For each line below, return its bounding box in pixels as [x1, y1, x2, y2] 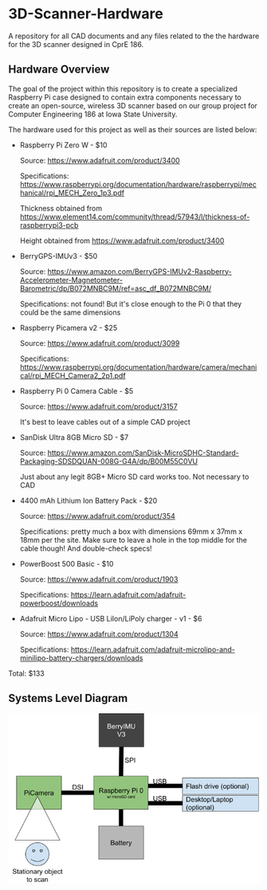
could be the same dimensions [19, 308, 121, 317]
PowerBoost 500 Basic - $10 [19, 559, 114, 568]
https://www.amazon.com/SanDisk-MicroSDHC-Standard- [47, 448, 239, 457]
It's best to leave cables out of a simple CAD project [19, 417, 191, 426]
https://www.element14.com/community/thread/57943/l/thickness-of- [19, 212, 250, 222]
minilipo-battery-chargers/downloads [19, 653, 143, 662]
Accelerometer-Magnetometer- [19, 275, 124, 284]
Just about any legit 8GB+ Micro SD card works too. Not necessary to [19, 472, 249, 481]
